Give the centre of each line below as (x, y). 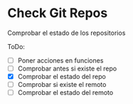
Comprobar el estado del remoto (65, 93)
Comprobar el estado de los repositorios (66, 33)
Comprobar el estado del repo (62, 77)
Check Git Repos (58, 13)
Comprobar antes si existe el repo (67, 68)
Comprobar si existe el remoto (62, 85)
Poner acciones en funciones (60, 60)
